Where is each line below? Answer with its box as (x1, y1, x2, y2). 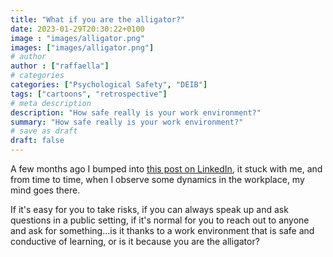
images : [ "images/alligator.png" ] (10, 42, 155, 53)
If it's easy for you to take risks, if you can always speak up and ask (10, 204, 289, 215)
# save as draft (10, 126, 78, 136)
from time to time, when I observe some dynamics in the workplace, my (10, 174, 305, 185)
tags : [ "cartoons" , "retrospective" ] (10, 89, 168, 99)
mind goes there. (10, 184, 81, 196)
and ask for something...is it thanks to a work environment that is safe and (10, 225, 315, 236)
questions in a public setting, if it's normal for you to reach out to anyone (10, 214, 310, 226)
